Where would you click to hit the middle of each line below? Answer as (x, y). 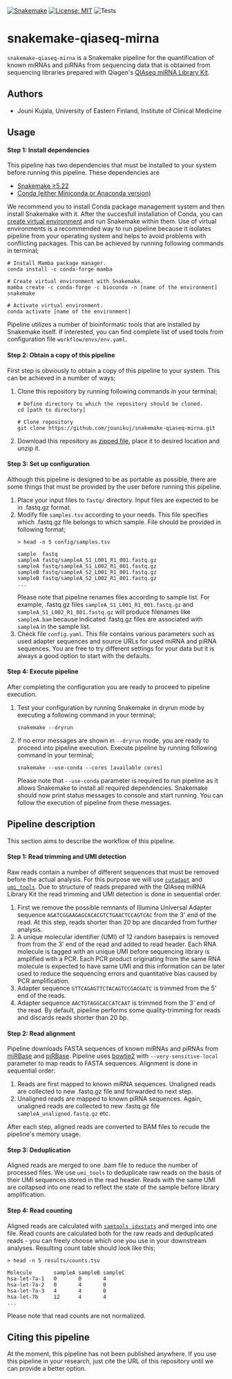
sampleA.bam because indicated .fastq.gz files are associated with (110, 619)
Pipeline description (51, 824)
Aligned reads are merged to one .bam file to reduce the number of (103, 1165)
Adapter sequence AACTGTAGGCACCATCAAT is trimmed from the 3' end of (116, 1003)
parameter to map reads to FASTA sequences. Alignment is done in (103, 1063)
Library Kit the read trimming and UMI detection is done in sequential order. (115, 894)
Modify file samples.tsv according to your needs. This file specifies (113, 514)
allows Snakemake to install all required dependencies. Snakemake (113, 788)
